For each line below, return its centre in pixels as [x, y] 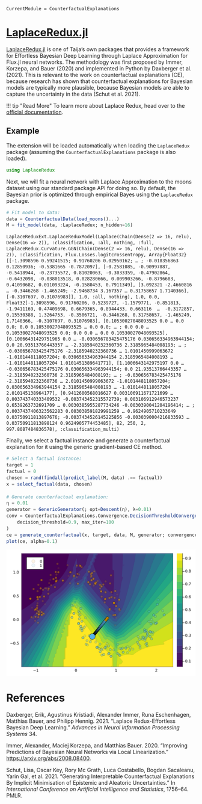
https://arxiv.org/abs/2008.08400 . [49, 758]
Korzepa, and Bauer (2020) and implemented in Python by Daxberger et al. [99, 68]
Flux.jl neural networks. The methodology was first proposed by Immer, [95, 62]
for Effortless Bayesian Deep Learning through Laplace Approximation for [97, 55]
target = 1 [20, 465]
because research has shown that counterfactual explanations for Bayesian [99, 81]
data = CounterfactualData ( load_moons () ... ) [63, 219]
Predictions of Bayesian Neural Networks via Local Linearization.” [87, 752]
